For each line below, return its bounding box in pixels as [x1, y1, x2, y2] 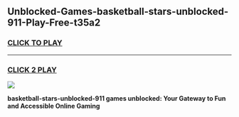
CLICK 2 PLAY [7, 65, 57, 74]
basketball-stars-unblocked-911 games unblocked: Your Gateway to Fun [7, 94, 226, 102]
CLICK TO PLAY [7, 38, 63, 48]
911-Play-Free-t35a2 [7, 17, 101, 29]
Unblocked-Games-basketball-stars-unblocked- [7, 6, 229, 18]
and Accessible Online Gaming [7, 101, 100, 110]
